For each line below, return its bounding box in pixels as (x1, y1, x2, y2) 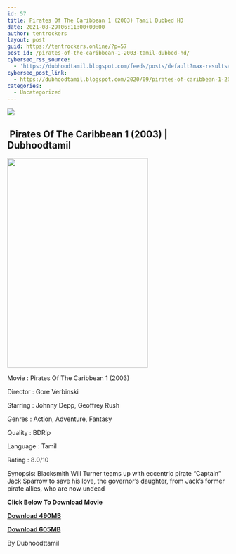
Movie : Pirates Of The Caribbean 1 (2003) (7, 374, 130, 382)
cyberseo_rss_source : (7, 56, 71, 63)
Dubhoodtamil (7, 139, 72, 151)
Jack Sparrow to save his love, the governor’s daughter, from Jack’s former (7, 477, 225, 485)
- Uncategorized (13, 89, 61, 96)
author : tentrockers (7, 30, 68, 37)
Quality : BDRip (7, 428, 51, 436)
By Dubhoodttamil (7, 539, 60, 547)
